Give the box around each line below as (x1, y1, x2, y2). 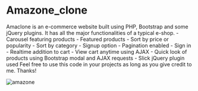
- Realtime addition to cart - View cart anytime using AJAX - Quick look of (6, 48, 187, 55)
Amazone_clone (6, 4, 88, 17)
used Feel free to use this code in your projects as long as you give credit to (6, 60, 192, 68)
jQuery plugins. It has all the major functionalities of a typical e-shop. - (6, 29, 179, 36)
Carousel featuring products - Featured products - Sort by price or (6, 35, 169, 43)
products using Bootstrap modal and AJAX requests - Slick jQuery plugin (6, 54, 185, 61)
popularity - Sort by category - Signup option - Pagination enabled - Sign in (6, 42, 191, 49)
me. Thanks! (6, 67, 37, 74)
